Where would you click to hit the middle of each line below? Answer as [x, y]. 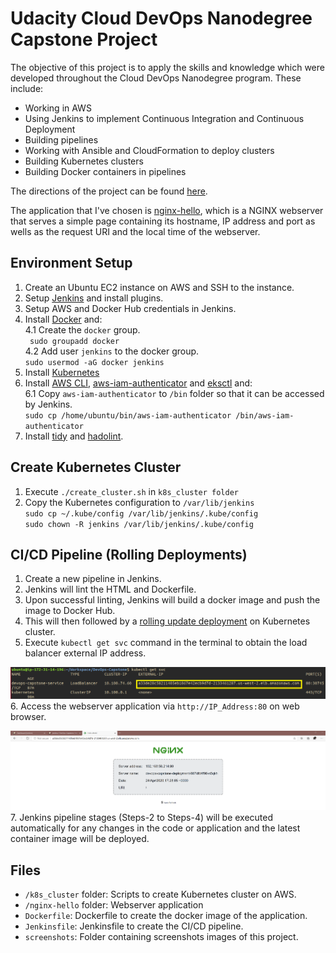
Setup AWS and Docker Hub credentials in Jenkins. [130, 308]
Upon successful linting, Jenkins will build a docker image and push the [172, 600]
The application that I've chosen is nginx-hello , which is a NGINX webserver [167, 210]
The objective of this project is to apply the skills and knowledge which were [167, 67]
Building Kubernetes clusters [84, 161]
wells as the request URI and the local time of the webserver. [135, 231]
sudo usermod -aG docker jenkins [94, 362]
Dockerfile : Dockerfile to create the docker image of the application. [166, 915]
